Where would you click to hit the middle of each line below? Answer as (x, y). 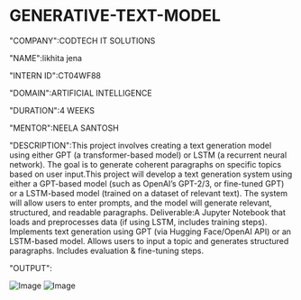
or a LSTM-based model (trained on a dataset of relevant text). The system (149, 193)
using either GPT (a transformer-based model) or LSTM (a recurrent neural (148, 155)
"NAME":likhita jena (46, 58)
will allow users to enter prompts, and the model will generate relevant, (141, 203)
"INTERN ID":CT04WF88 (55, 75)
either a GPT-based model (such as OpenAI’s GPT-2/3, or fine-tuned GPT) (147, 183)
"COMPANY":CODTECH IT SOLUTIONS (82, 41)
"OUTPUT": (31, 268)
